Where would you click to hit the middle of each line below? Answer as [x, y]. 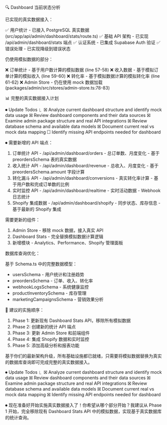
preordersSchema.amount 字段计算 [48, 172]
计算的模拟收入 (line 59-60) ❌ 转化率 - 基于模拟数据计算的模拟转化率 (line [84, 76]
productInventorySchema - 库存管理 [49, 293]
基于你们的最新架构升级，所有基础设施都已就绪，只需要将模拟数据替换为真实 [83, 356]
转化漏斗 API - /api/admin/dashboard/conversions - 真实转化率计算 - [83, 178]
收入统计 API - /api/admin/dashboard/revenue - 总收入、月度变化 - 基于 [85, 165]
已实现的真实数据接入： [29, 19]
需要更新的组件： [23, 220]
